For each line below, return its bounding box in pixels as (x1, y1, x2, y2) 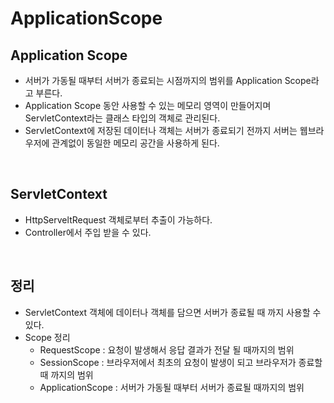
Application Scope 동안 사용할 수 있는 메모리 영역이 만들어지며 (24, 100, 272, 111)
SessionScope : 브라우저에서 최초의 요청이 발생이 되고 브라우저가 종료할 (39, 356, 323, 368)
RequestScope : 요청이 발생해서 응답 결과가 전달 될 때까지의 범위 (39, 343, 295, 356)
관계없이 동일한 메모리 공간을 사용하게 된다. (51, 137, 220, 149)
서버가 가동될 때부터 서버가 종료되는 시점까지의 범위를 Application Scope (24, 75, 312, 86)
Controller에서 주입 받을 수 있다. (24, 226, 152, 238)
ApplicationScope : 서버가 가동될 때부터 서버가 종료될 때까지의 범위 (39, 381, 305, 393)
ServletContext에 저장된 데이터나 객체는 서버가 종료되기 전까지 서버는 (24, 125, 298, 136)
